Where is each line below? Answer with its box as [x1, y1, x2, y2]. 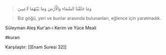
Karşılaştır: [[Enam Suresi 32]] [5, 44, 67, 50]
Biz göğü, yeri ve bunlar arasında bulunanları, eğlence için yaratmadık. [17, 15, 162, 21]
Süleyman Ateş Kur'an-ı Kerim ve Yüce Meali [5, 25, 97, 31]
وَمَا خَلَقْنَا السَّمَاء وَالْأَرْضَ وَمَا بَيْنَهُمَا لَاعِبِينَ [17, 6, 92, 11]
